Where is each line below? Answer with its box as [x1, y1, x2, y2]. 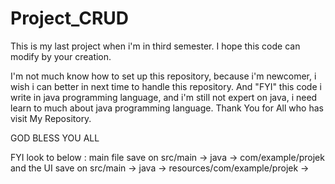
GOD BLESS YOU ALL [10, 132, 100, 144]
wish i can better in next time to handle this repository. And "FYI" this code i [10, 80, 322, 92]
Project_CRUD [10, 7, 130, 30]
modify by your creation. [10, 50, 112, 62]
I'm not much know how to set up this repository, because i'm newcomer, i [10, 70, 317, 82]
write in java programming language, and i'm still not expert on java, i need [10, 91, 318, 103]
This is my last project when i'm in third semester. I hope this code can [10, 40, 301, 52]
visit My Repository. [10, 112, 92, 124]
